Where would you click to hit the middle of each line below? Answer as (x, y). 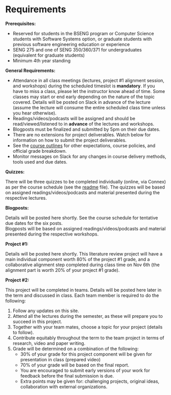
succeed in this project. (37, 321)
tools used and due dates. (40, 161)
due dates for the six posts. (34, 223)
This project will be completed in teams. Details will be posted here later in (83, 290)
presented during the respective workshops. (52, 234)
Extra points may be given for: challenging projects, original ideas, (90, 381)
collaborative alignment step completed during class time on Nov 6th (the (82, 265)
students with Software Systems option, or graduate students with (82, 39)
